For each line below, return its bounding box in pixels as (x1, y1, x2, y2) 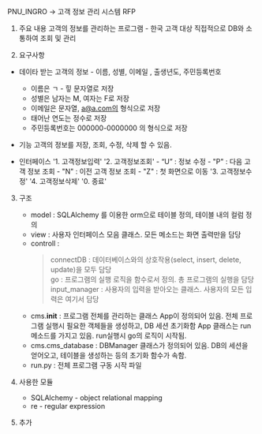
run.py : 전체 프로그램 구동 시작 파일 (30, 361, 142, 369)
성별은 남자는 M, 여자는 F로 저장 (30, 94, 129, 103)
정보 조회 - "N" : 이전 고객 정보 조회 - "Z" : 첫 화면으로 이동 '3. (27, 166, 219, 176)
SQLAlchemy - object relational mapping (30, 393, 163, 402)
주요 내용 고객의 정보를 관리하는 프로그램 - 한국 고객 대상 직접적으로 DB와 (18, 24, 245, 33)
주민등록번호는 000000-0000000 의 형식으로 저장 (30, 123, 188, 133)
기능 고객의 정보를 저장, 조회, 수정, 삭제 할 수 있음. (18, 140, 172, 149)
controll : (30, 239, 60, 248)
